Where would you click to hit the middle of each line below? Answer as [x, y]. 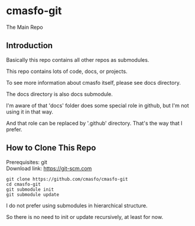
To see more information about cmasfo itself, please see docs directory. [94, 82]
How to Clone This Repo [51, 148]
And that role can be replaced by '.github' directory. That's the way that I [94, 123]
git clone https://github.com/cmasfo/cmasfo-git [67, 179]
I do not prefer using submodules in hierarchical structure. [77, 205]
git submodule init [30, 190]
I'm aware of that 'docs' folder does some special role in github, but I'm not [97, 105]
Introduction [30, 46]
